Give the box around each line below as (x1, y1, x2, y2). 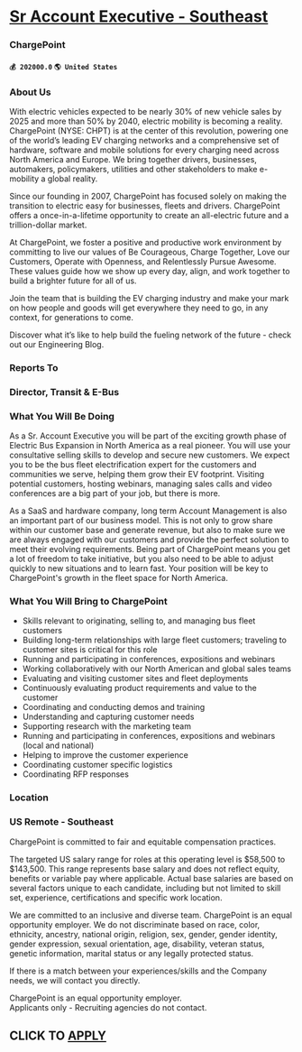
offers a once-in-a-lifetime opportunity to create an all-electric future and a (9, 210, 289, 220)
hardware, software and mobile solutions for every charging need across (9, 144, 279, 155)
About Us (9, 86, 51, 98)
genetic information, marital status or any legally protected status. (9, 947, 254, 958)
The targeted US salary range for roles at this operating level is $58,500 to (9, 854, 286, 864)
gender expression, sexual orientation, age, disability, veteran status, (9, 938, 265, 949)
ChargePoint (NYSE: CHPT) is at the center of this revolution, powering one (9, 125, 288, 136)
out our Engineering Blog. (9, 339, 105, 349)
